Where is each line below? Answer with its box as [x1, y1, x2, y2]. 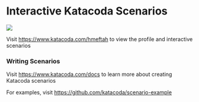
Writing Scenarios [6, 57, 60, 65]
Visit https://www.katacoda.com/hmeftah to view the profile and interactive [6, 35, 193, 43]
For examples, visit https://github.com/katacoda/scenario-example [6, 89, 172, 96]
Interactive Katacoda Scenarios [6, 4, 168, 18]
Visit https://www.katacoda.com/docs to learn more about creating [6, 71, 172, 78]
